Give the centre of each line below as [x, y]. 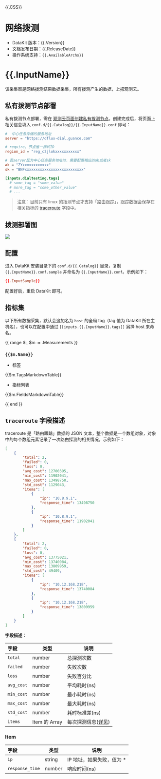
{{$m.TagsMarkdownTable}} [33, 374]
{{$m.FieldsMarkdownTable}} [35, 394]
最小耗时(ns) [82, 694]
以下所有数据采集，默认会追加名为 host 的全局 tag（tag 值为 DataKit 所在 [78, 320]
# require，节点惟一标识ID [30, 147]
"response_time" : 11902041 [67, 521]
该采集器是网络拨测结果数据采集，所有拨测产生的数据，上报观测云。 [73, 89]
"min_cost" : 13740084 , [45, 562]
